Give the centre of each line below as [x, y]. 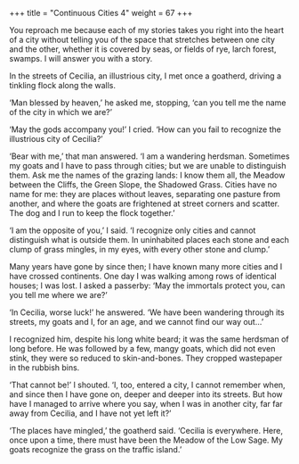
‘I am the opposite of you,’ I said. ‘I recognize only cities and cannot [133, 230]
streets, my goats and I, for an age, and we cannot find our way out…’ [137, 322]
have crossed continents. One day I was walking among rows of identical [143, 276]
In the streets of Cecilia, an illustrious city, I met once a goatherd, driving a [145, 76]
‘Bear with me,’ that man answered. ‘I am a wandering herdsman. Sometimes [149, 156]
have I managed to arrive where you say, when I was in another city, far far [146, 404]
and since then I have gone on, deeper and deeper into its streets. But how [146, 394]
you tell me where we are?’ [59, 295]
